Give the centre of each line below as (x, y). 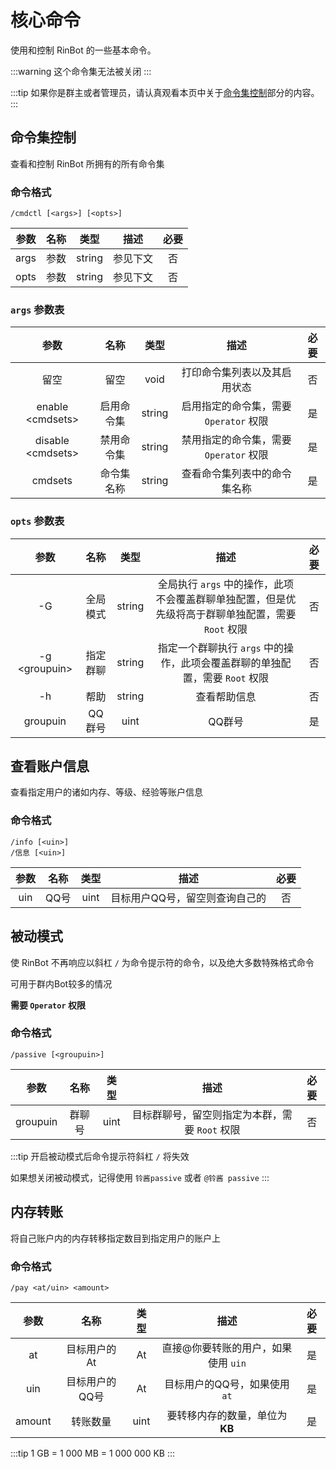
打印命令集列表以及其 (231, 373)
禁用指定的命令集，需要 (236, 440)
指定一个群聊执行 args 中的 (221, 648)
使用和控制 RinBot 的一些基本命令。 (83, 50)
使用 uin (227, 1363)
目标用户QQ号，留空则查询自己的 (188, 898)
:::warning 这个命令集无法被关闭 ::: (81, 71)
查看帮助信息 (226, 696)
